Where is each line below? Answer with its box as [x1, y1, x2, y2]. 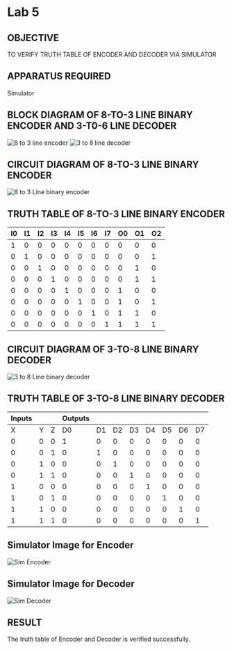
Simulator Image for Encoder [7, 539, 134, 551]
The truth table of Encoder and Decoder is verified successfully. [7, 635, 191, 644]
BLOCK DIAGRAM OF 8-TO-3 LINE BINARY [7, 109, 193, 121]
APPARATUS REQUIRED [7, 70, 111, 82]
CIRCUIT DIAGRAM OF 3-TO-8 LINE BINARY [7, 343, 199, 355]
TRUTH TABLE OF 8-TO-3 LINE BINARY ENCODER [7, 208, 225, 220]
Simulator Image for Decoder [7, 578, 135, 590]
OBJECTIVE [7, 32, 59, 44]
